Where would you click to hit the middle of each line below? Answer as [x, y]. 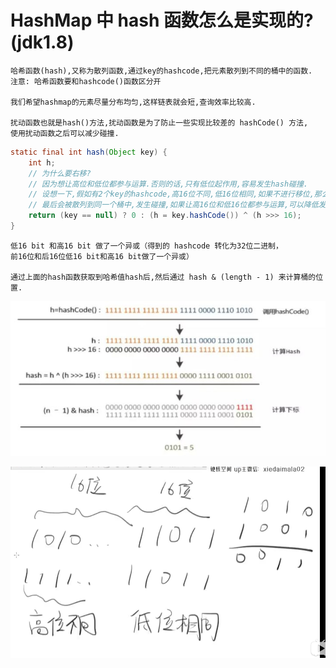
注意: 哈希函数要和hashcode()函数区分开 [86, 81]
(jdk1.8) [42, 42]
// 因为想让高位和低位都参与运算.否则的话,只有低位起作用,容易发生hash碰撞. [168, 184]
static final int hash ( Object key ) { [89, 152]
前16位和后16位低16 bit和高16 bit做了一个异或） [102, 256]
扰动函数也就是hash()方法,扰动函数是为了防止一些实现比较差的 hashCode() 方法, [159, 122]
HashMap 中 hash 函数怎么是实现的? [162, 20]
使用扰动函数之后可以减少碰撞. [65, 133]
